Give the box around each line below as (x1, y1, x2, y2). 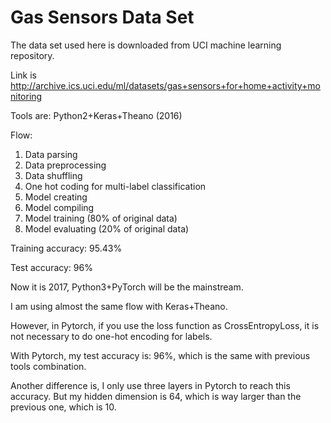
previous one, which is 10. (10, 401, 117, 413)
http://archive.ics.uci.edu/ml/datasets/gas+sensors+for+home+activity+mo (10, 79, 321, 91)
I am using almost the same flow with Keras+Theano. (10, 300, 228, 312)
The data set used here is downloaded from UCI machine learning (10, 39, 282, 51)
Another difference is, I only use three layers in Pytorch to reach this (10, 379, 291, 391)
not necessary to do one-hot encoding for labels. (10, 330, 213, 342)
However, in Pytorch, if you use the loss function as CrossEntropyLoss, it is (10, 319, 320, 331)
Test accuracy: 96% (10, 261, 93, 273)
